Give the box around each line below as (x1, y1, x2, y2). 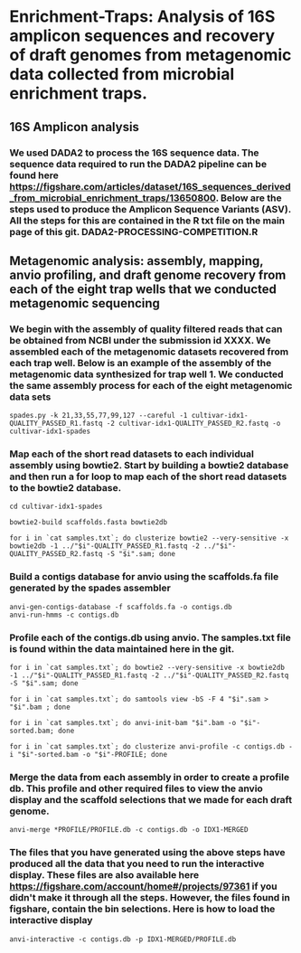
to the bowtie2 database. (9, 482, 122, 495)
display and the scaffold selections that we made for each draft (9, 794, 292, 806)
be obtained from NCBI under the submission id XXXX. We (9, 334, 271, 346)
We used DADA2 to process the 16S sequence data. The (9, 146, 259, 159)
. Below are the (215, 192, 282, 204)
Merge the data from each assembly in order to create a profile (9, 771, 290, 783)
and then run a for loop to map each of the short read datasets (9, 470, 287, 483)
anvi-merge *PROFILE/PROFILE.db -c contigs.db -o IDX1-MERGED (9, 826, 249, 835)
